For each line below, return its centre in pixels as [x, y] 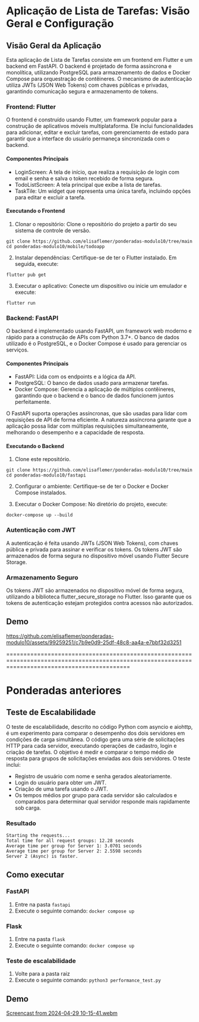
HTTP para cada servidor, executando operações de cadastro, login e [91, 745]
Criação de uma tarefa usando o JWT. [61, 789]
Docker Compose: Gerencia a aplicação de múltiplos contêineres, [95, 389]
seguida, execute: [37, 264]
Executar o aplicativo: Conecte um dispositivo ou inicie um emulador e [101, 286]
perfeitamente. [33, 402]
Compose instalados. [41, 493]
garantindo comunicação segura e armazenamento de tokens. [82, 91]
